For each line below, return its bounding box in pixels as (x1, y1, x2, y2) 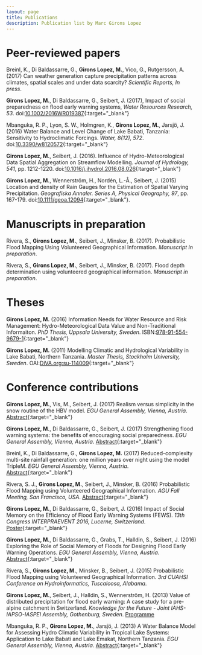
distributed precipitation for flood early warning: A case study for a (6, 598, 172, 605)
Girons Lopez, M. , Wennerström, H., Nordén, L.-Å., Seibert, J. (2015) (6, 177, 177, 184)
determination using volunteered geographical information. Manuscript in (6, 268, 188, 275)
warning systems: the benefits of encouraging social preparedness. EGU (6, 432, 187, 439)
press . (6, 85, 22, 92)
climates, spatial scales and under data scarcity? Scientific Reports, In (6, 79, 180, 86)
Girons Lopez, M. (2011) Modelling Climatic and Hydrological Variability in (6, 347, 189, 354)
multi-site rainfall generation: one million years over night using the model (6, 456, 189, 464)
